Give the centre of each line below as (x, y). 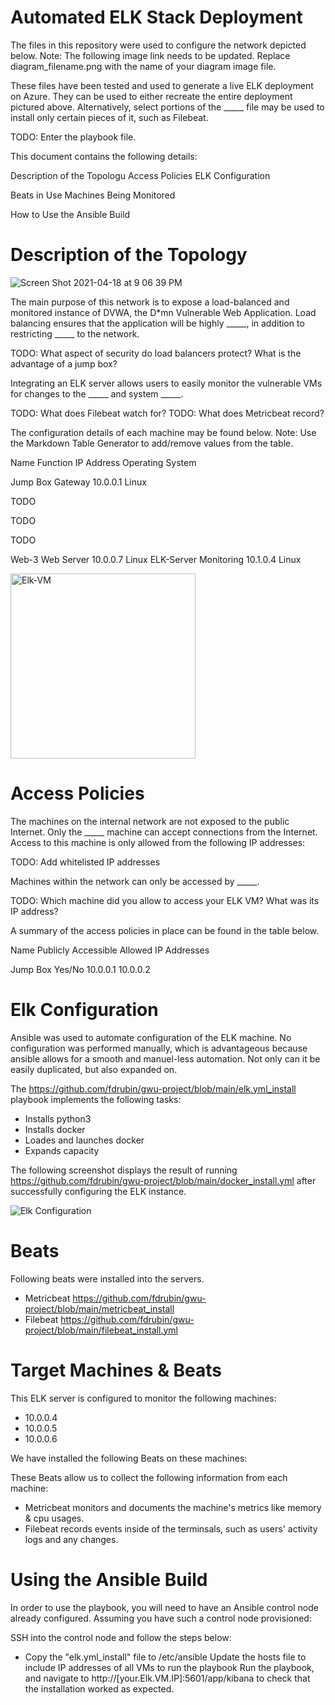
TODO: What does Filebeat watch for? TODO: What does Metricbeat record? (167, 413)
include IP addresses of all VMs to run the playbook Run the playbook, (169, 1667)
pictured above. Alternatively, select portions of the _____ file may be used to (167, 107)
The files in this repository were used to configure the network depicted (158, 45)
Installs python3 (58, 1118)
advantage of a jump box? (64, 363)
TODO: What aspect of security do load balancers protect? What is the (156, 353)
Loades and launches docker (84, 1140)
